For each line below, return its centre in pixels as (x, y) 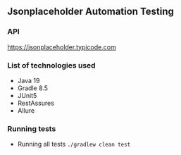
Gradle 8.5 (32, 88)
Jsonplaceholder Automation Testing (91, 12)
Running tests (32, 128)
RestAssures (36, 103)
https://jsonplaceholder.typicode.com (62, 47)
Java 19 (29, 80)
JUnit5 (27, 95)
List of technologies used (52, 65)
